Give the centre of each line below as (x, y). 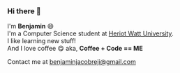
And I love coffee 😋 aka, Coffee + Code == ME (75, 49)
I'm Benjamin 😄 (31, 26)
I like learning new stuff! (42, 41)
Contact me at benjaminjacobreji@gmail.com (72, 62)
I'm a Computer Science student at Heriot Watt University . (90, 33)
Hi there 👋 (24, 11)
